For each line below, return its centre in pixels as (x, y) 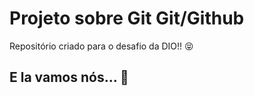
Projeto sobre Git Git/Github (127, 18)
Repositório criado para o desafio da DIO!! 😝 (101, 46)
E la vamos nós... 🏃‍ (69, 77)
